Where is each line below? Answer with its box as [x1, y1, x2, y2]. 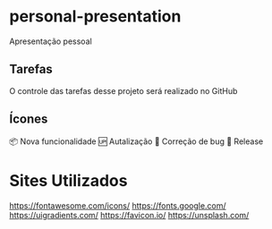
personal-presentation [9, 6, 182, 27]
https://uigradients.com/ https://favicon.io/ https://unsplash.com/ [9, 209, 250, 220]
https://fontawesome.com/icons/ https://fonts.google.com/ [9, 199, 226, 211]
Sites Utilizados [9, 170, 128, 191]
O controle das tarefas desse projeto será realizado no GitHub [9, 85, 238, 96]
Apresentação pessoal [9, 36, 92, 47]
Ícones [9, 112, 48, 127]
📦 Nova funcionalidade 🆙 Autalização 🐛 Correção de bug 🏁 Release [9, 136, 264, 147]
